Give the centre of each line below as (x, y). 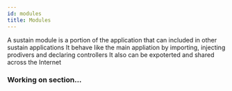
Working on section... (44, 80)
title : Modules (29, 20)
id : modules (24, 14)
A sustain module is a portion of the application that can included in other (112, 40)
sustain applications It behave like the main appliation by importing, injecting (116, 47)
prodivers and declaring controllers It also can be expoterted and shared (111, 55)
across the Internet (34, 62)
